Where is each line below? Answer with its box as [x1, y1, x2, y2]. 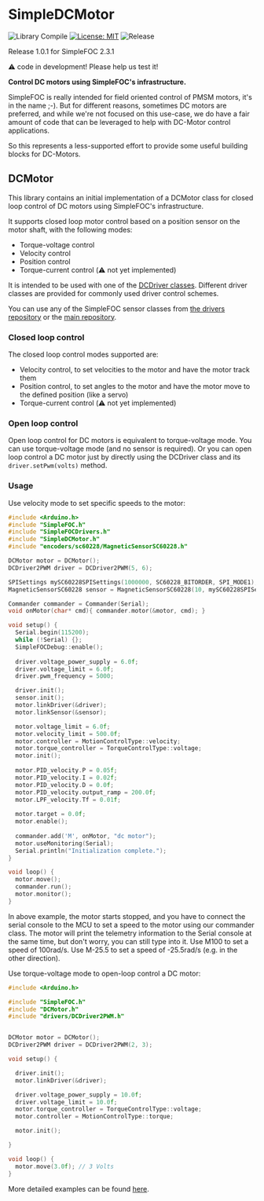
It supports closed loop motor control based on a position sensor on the [8, 216, 240, 225]
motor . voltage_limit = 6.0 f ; [15, 723, 111, 730]
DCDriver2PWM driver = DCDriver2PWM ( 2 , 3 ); [8, 1041, 153, 1049]
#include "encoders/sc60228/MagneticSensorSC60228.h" [8, 543, 189, 551]
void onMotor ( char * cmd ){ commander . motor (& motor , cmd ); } [8, 607, 206, 615]
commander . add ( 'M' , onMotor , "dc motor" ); [15, 832, 156, 840]
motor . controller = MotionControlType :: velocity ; [15, 737, 181, 745]
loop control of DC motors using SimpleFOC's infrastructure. [8, 201, 204, 211]
